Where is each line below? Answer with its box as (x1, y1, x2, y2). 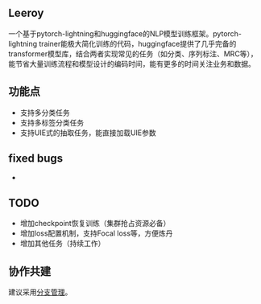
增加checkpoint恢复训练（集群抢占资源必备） (19, 219, 171, 228)
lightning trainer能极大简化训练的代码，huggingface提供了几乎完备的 (8, 39, 237, 48)
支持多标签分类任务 (19, 117, 85, 127)
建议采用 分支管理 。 (8, 287, 72, 297)
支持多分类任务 (19, 108, 70, 117)
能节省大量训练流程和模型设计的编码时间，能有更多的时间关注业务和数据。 (8, 59, 255, 68)
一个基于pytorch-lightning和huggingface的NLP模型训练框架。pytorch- (8, 28, 242, 39)
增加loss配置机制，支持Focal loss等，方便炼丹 (19, 228, 173, 238)
